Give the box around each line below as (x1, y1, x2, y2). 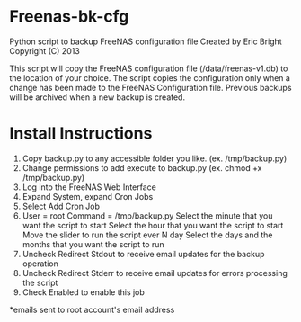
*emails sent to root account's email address (9, 304, 175, 315)
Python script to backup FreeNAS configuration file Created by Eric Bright (9, 36, 282, 47)
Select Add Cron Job (22, 201, 101, 211)
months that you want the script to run (22, 238, 164, 249)
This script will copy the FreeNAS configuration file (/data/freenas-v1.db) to (9, 63, 288, 74)
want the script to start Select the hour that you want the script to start (22, 219, 284, 230)
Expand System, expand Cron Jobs (22, 191, 154, 201)
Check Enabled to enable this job (22, 286, 146, 298)
